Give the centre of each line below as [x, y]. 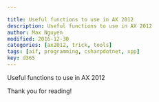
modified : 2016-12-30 [38, 39]
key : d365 [21, 58]
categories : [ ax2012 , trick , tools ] [60, 45]
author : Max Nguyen [35, 32]
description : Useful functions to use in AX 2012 [80, 26]
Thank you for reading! [40, 91]
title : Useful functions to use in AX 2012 [71, 19]
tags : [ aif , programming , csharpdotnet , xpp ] [73, 52]
